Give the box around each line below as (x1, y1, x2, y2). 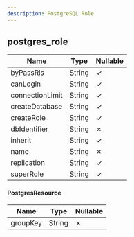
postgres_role (7, 36, 68, 48)
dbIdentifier (10, 124, 48, 134)
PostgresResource (7, 188, 62, 197)
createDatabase (10, 102, 63, 112)
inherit (10, 136, 32, 146)
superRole (10, 169, 44, 179)
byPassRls (10, 68, 45, 78)
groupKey (10, 218, 43, 227)
